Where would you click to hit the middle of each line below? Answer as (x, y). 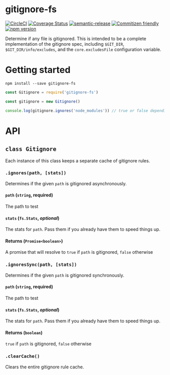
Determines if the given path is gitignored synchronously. (65, 275)
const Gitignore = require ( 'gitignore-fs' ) (52, 92)
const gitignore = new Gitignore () (43, 101)
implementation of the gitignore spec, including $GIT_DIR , (65, 44)
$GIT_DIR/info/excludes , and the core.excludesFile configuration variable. (83, 49)
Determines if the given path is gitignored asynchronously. (66, 183)
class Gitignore (31, 149)
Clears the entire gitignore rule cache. (45, 367)
